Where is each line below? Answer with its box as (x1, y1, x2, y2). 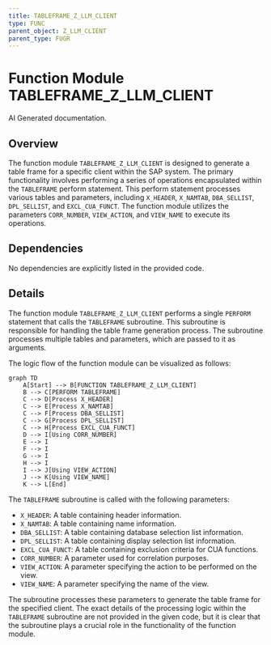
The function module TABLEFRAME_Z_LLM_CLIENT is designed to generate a (8, 159, 250, 168)
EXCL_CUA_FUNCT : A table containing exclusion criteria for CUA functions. (19, 544, 259, 554)
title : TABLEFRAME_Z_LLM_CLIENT (8, 11, 117, 20)
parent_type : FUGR (8, 34, 70, 43)
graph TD (8, 374, 38, 382)
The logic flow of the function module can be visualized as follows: (8, 358, 231, 368)
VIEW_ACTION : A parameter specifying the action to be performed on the (19, 562, 257, 571)
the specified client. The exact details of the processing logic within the (8, 603, 247, 613)
